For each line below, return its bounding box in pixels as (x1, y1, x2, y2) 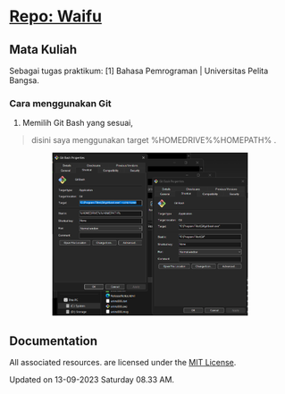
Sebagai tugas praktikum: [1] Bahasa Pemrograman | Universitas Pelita (9, 65, 269, 76)
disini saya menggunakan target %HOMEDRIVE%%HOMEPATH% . (30, 135, 277, 146)
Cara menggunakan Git (9, 96, 112, 109)
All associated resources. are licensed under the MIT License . (9, 357, 237, 368)
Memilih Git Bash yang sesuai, (21, 118, 134, 129)
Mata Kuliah (9, 42, 78, 57)
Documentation (9, 333, 98, 348)
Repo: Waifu (9, 6, 103, 27)
